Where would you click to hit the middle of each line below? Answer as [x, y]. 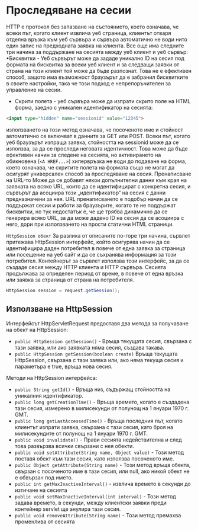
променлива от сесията [45, 522]
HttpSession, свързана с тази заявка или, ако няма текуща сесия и [99, 360]
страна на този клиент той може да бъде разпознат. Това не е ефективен [99, 71]
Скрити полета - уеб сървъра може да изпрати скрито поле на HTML [103, 101]
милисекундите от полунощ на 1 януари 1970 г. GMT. [81, 433]
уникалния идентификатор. [49, 395]
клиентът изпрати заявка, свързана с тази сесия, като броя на [94, 427]
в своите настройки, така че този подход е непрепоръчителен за [89, 83]
